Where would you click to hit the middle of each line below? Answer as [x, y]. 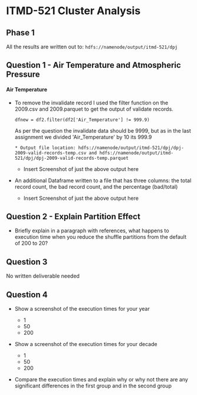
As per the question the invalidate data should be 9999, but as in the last [103, 130]
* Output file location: [45, 148]
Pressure [23, 75]
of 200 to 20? [31, 243]
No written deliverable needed [43, 276]
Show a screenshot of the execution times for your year [82, 309]
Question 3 [27, 261]
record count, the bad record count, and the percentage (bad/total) [96, 186]
